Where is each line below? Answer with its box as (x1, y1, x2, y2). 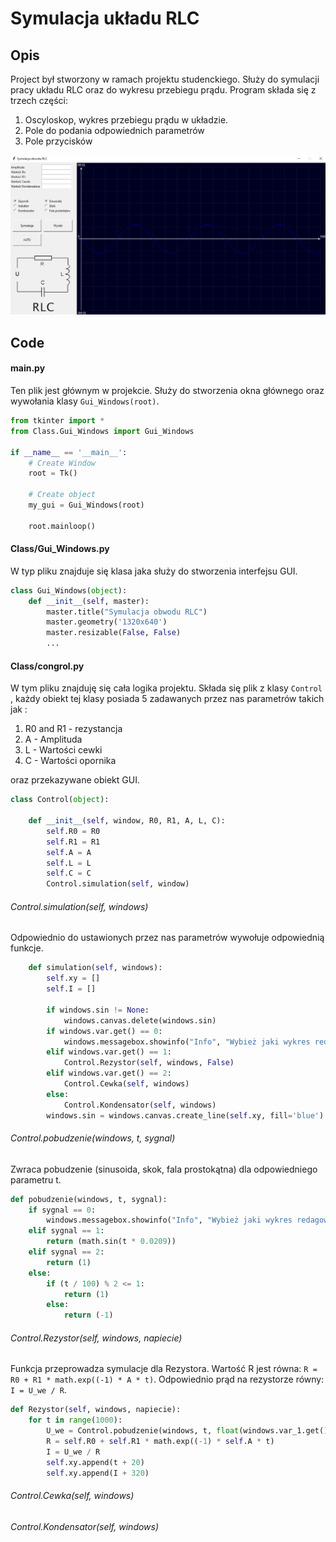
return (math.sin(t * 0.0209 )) (46, 1237, 177, 1247)
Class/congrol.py (10, 660, 85, 672)
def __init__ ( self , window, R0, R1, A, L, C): (28, 816, 226, 826)
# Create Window (28, 458, 97, 468)
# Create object (28, 490, 97, 500)
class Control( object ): (10, 795, 110, 805)
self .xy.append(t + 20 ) (46, 1457, 145, 1467)
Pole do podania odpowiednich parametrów (24, 125, 205, 136)
